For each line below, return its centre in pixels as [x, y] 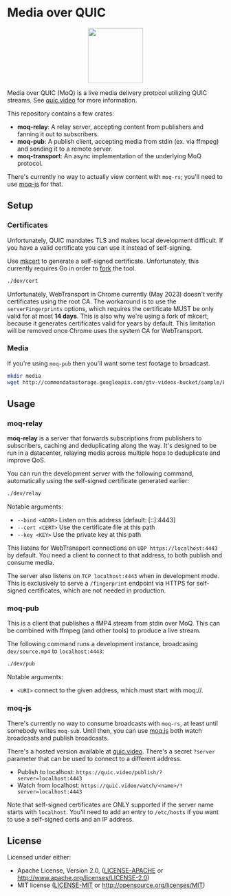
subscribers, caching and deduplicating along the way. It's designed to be [112, 446]
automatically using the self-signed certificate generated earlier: [98, 481]
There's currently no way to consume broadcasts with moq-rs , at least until [113, 723]
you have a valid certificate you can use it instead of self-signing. [100, 247]
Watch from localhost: [48, 785]
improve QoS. [26, 460]
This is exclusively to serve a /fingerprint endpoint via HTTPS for [101, 584]
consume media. [31, 563]
